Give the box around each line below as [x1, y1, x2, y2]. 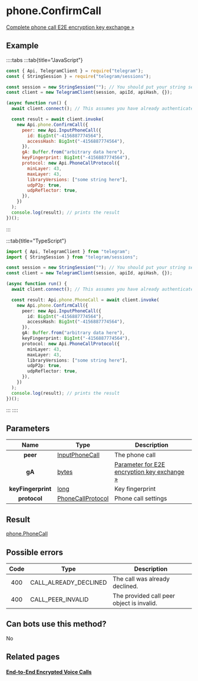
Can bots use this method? [6, 619, 107, 629]
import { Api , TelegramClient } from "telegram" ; [6, 248, 131, 254]
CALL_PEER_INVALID [30, 595, 89, 603]
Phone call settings [114, 495, 167, 503]
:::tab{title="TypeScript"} [6, 237, 67, 244]
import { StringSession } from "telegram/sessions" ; [6, 254, 138, 260]
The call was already [113, 574, 170, 582]
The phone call [114, 451, 156, 459]
